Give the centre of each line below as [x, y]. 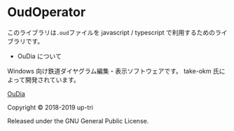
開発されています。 [53, 80]
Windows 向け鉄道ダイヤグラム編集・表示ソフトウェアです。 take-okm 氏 [113, 71]
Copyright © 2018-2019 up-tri [50, 107]
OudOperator [47, 12]
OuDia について [39, 56]
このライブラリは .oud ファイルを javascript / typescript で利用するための [111, 32]
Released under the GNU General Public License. [78, 120]
